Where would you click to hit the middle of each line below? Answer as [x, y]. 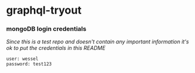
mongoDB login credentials [46, 29]
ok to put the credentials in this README [56, 48]
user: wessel [22, 59]
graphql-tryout [44, 10]
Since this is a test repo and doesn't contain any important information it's [97, 42]
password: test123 [29, 64]
